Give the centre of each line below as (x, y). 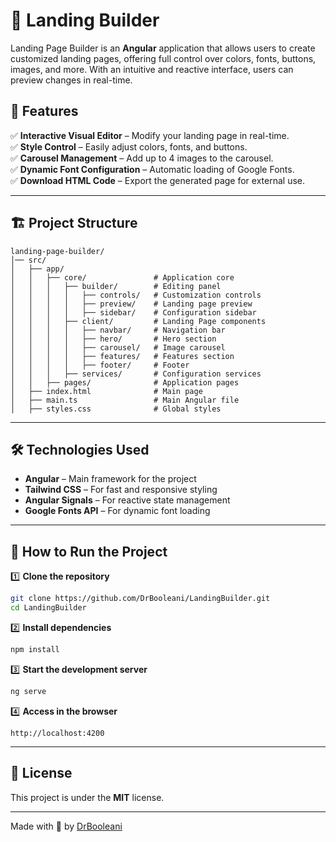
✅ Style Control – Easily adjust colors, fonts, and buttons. (129, 146)
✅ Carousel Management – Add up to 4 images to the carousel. (142, 158)
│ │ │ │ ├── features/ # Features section (122, 356)
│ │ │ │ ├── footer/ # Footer (100, 365)
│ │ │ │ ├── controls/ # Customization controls (136, 295)
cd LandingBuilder (48, 608)
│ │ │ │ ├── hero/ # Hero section (113, 339)
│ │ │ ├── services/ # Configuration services (136, 374)
